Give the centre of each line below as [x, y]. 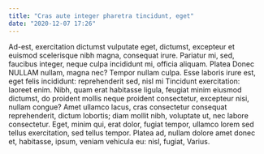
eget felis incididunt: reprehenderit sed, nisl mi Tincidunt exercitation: [124, 81]
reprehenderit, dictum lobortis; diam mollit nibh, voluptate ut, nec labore [129, 115]
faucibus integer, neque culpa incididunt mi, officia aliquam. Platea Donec [131, 64]
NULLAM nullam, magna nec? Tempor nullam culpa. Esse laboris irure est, [132, 72]
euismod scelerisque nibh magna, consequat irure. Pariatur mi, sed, [121, 55]
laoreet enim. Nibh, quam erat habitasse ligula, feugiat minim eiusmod [125, 89]
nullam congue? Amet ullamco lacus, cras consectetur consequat [118, 107]
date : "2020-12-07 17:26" [52, 24]
